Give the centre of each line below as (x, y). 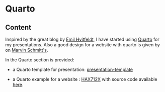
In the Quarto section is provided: (40, 60)
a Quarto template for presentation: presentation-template (73, 69)
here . (18, 84)
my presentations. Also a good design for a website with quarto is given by (82, 45)
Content (18, 27)
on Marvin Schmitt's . (27, 50)
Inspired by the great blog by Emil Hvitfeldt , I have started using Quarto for (82, 39)
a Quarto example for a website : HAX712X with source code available (85, 79)
